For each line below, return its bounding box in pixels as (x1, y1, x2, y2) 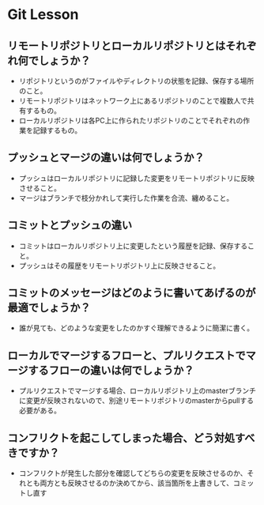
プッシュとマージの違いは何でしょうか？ (7, 151, 205, 164)
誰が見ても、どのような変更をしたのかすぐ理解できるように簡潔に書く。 (18, 323, 255, 333)
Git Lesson (7, 6, 79, 24)
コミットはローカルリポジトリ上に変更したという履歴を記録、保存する (18, 241, 248, 251)
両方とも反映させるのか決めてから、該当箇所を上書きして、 (40, 478, 234, 488)
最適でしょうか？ (7, 301, 91, 315)
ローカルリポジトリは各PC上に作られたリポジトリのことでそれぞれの (18, 116, 243, 125)
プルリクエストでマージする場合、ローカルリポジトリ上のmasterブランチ (18, 386, 256, 396)
